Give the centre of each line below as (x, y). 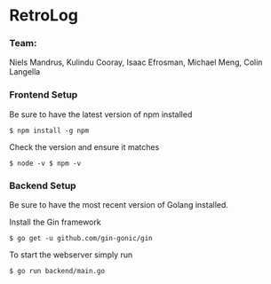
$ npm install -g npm (49, 130)
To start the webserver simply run (71, 255)
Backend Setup (43, 185)
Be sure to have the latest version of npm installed (101, 114)
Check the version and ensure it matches (84, 146)
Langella (25, 72)
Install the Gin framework (55, 222)
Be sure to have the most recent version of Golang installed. (119, 205)
